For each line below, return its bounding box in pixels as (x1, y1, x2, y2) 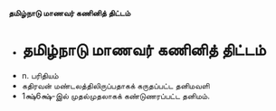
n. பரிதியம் (21, 69, 59, 80)
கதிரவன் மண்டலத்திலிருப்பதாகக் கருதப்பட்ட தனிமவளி (21, 80, 210, 91)
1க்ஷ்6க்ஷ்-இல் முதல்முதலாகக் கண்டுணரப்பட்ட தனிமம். (21, 90, 210, 101)
